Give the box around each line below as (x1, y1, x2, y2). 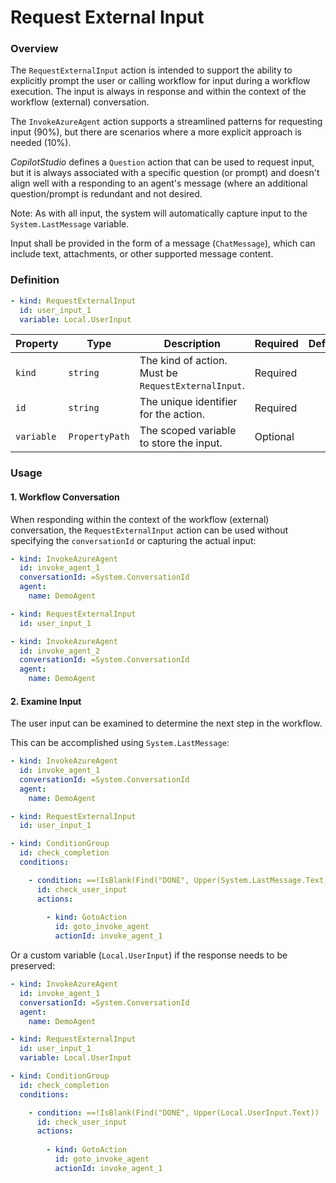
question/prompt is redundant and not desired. (10, 188, 203, 200)
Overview (10, 42, 59, 56)
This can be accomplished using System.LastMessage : (10, 737, 230, 749)
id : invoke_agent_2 (19, 646, 101, 656)
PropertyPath (68, 431, 130, 443)
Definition (10, 273, 60, 287)
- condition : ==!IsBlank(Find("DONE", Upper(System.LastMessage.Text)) (28, 875, 333, 885)
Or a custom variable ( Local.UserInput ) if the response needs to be (10, 949, 288, 961)
